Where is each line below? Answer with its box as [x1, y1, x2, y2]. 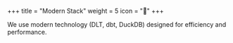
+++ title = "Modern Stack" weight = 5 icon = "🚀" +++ [7, 7, 164, 15]
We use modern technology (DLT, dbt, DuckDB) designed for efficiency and [7, 20, 227, 28]
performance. [7, 28, 47, 36]
